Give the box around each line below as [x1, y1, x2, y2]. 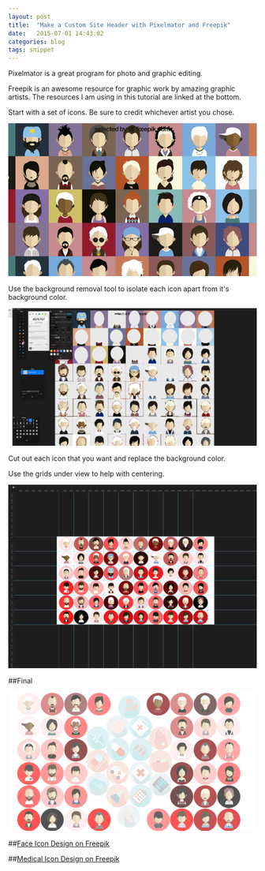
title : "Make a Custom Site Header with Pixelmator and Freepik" [8, 21, 231, 29]
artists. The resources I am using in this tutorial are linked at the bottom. [8, 92, 242, 102]
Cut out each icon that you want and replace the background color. [8, 454, 226, 463]
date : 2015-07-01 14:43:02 [8, 29, 104, 37]
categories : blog [8, 38, 65, 46]
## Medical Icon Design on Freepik [8, 854, 120, 863]
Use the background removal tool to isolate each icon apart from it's [8, 284, 230, 293]
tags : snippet [8, 46, 55, 54]
